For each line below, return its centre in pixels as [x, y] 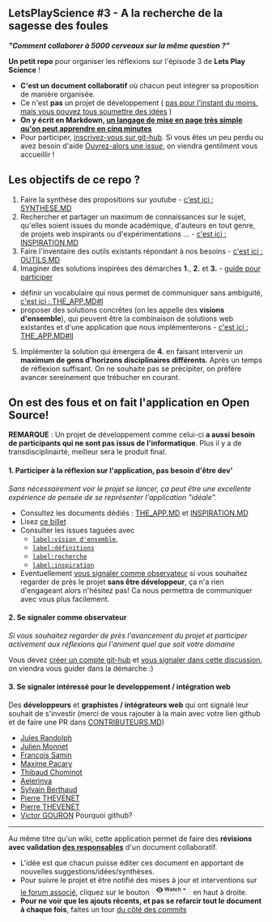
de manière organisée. [57, 94]
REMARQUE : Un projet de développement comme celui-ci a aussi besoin [132, 435]
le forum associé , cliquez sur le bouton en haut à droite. [134, 892]
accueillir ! [37, 154]
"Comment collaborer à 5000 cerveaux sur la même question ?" [119, 45]
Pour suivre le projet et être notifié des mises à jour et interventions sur [138, 880]
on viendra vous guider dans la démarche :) [81, 668]
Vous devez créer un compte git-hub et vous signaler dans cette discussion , [136, 659]
